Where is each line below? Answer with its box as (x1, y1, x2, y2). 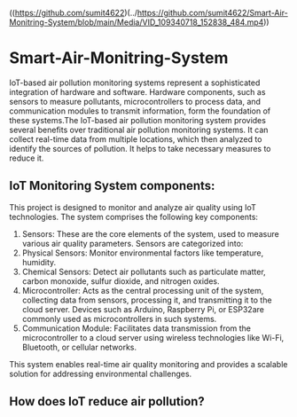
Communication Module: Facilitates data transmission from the (21, 323, 251, 334)
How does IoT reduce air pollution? (9, 394, 206, 409)
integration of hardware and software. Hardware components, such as (9, 86, 266, 97)
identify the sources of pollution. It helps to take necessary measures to (9, 143, 272, 153)
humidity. (21, 256, 57, 267)
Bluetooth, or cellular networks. (21, 342, 137, 352)
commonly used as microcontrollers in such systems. (21, 313, 217, 324)
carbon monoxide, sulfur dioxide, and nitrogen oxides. (21, 275, 220, 287)
